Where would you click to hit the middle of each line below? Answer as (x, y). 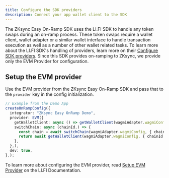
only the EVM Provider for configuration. (47, 61)
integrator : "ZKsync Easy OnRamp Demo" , (53, 113)
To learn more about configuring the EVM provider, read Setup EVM (75, 165)
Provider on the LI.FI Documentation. (43, 170)
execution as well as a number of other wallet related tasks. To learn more (82, 45)
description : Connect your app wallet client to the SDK (66, 15)
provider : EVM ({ (27, 117)
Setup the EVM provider (44, 77)
